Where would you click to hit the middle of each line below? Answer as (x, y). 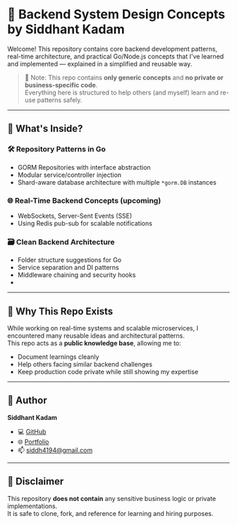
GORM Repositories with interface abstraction (84, 167)
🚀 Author (27, 401)
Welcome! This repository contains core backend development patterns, (112, 49)
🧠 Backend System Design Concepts (116, 14)
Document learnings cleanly (58, 357)
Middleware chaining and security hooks (77, 275)
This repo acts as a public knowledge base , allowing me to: (94, 343)
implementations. (32, 506)
